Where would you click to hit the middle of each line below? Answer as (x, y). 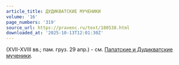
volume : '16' (22, 17)
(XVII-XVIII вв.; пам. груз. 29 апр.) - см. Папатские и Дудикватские (89, 49)
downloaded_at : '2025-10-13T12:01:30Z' (55, 33)
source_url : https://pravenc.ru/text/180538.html (68, 28)
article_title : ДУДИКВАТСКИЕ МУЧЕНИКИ (53, 11)
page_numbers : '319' (31, 22)
